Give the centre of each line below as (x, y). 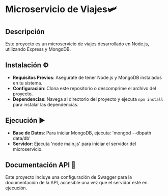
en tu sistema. (27, 83)
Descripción (25, 31)
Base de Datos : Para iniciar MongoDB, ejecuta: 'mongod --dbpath (82, 133)
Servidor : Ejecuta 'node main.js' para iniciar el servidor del (74, 144)
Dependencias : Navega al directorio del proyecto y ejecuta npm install (88, 99)
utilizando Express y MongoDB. (38, 49)
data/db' (21, 138)
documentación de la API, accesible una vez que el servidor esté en (76, 183)
